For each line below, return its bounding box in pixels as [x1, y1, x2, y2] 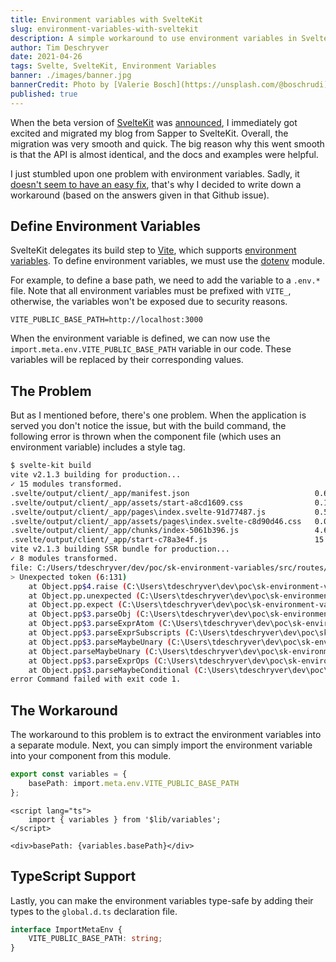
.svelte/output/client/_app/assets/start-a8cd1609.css [10, 497, 244, 508]
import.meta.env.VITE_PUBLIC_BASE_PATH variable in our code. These [10, 343, 292, 355]
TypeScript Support [10, 868, 137, 885]
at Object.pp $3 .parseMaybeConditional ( [28, 665, 199, 675]
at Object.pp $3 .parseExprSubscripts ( [28, 628, 190, 638]
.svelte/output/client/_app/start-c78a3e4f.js [10, 535, 208, 545]
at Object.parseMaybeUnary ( [28, 646, 150, 656]
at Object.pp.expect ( [28, 600, 123, 610]
